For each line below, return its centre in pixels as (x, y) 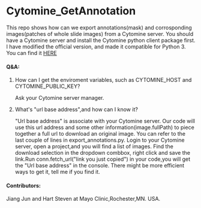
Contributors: (23, 185)
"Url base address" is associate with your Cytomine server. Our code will (105, 121)
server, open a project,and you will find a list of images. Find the (94, 146)
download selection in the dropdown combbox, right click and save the (103, 153)
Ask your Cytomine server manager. (59, 98)
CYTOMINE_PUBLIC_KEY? (47, 86)
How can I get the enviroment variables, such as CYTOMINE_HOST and (103, 80)
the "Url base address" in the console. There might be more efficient (100, 166)
